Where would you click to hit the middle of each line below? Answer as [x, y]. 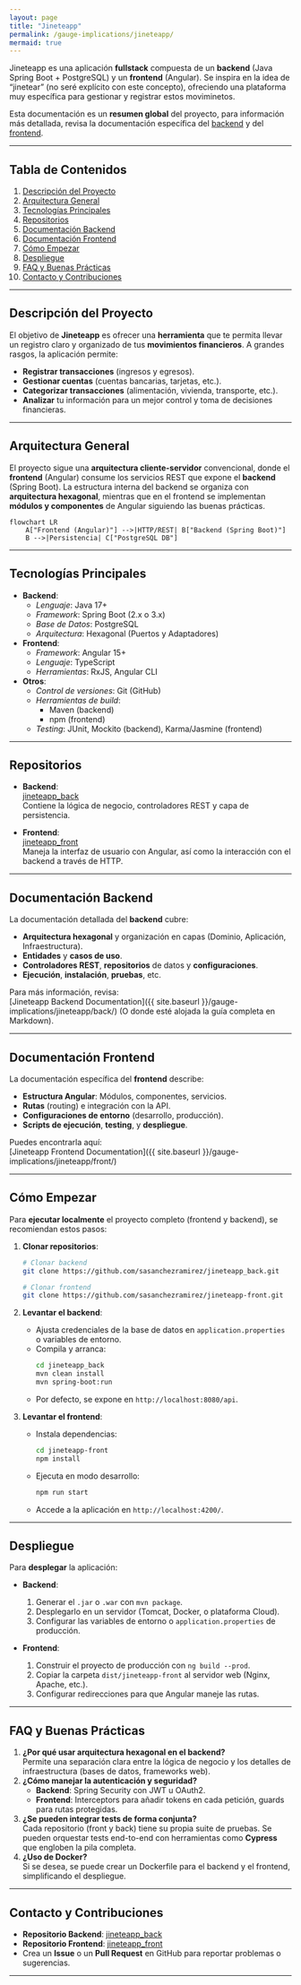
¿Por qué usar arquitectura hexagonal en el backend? [124, 1752]
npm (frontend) [77, 719]
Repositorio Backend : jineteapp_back [92, 1934]
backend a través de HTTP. [73, 861]
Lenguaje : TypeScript [75, 662]
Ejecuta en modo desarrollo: [88, 1476]
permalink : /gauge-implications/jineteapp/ [92, 34]
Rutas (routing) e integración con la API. [96, 1105]
